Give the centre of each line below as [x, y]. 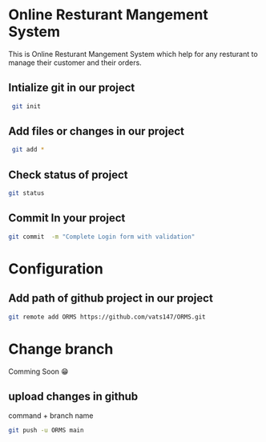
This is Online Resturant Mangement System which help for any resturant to [133, 54]
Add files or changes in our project [97, 131]
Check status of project [68, 174]
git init [26, 106]
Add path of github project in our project [111, 298]
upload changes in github [73, 396]
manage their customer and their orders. [75, 63]
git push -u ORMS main [46, 431]
